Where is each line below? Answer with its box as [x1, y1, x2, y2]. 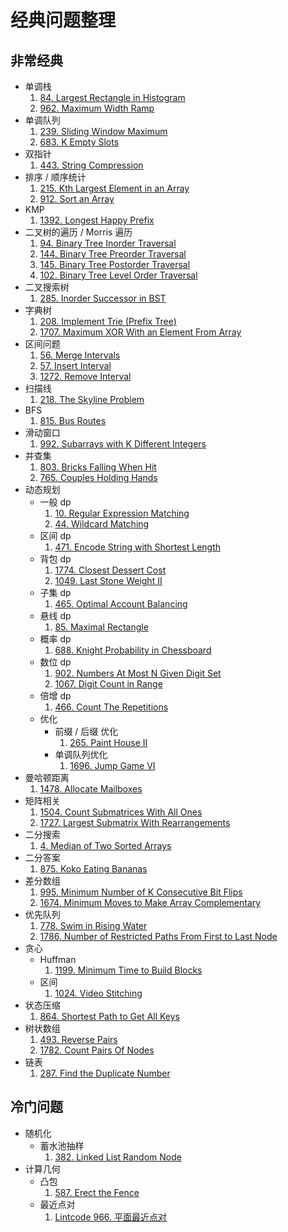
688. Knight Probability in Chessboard [54, 644, 212, 656]
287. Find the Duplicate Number [39, 1067, 171, 1079]
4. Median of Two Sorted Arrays [39, 840, 172, 851]
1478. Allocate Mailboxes [39, 783, 143, 795]
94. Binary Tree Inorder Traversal [39, 237, 177, 249]
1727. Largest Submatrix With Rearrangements [39, 817, 231, 828]
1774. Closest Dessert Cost [54, 564, 167, 576]
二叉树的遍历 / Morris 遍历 [24, 226, 133, 238]
